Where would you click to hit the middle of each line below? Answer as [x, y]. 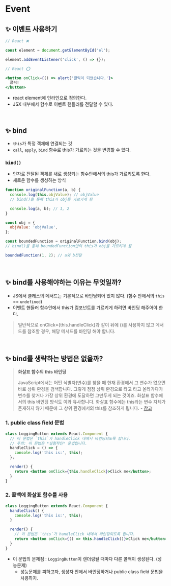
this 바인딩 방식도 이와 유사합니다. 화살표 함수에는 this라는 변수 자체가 [97, 402]
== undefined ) [27, 301]
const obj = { [20, 223]
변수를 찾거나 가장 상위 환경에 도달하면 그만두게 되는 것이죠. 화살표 [83, 395]
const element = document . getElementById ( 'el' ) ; [58, 50]
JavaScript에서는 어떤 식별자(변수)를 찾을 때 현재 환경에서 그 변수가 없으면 [92, 383]
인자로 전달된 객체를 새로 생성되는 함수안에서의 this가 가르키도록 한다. [82, 174]
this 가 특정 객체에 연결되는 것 [42, 143]
